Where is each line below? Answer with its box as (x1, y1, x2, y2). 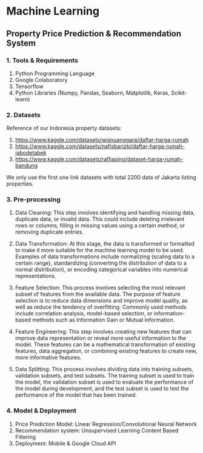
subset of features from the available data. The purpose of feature (15, 290, 181, 298)
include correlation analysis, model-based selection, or (15, 310, 153, 317)
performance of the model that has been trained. (15, 391, 138, 398)
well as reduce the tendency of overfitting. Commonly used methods (15, 303, 187, 310)
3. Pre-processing (6, 195, 61, 204)
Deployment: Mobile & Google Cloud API (15, 440, 116, 447)
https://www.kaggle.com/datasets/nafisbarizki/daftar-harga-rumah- (15, 143, 185, 150)
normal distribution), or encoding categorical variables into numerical (15, 266, 188, 273)
